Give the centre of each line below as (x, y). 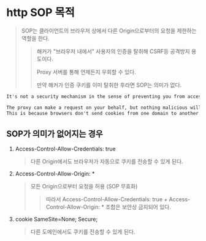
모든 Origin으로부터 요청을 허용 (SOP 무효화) (84, 187)
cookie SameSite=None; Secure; (56, 219)
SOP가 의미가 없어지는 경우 (55, 134)
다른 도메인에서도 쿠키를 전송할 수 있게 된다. (83, 232)
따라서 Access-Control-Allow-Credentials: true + (107, 199)
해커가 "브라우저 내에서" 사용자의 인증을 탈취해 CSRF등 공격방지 (113, 51)
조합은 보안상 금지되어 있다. (138, 207)
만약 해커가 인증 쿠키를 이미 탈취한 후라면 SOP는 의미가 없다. (109, 85)
